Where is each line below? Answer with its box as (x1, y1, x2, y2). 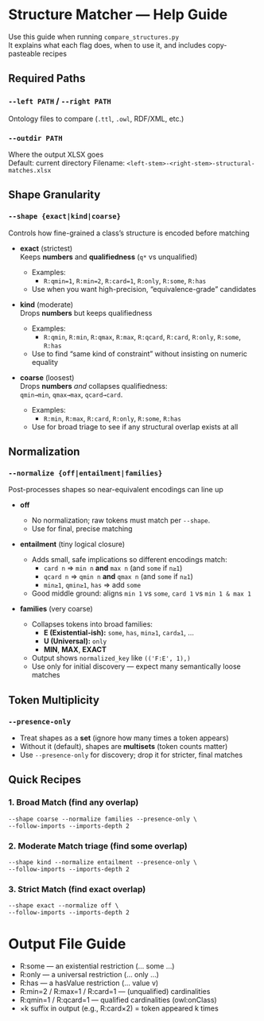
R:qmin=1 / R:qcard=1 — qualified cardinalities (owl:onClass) (19, 996, 217, 1005)
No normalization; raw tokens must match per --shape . (31, 515, 211, 526)
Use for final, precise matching (31, 524, 133, 534)
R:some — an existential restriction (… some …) (19, 961, 175, 971)
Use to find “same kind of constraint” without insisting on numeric (31, 348, 248, 359)
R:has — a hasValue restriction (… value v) (19, 978, 159, 988)
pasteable (8, 49, 41, 58)
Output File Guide (8, 935, 126, 953)
